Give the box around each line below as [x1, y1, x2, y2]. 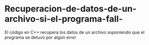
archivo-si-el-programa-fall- [4, 13, 123, 24]
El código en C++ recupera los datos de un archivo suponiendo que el [4, 29, 145, 35]
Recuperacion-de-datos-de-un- [4, 3, 137, 14]
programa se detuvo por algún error [4, 34, 76, 40]
